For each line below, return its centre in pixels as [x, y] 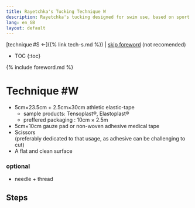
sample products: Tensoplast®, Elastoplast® [76, 114]
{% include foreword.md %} [40, 68]
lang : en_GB [20, 22]
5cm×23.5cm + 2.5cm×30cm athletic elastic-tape [74, 108]
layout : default [26, 28]
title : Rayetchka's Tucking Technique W [56, 11]
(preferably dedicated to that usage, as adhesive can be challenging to [100, 139]
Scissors [25, 132]
